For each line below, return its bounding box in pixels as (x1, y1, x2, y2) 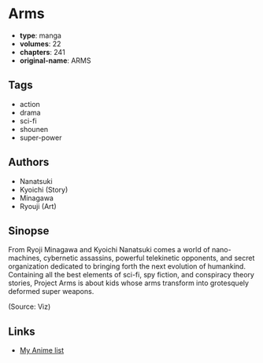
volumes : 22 (19, 38, 61, 48)
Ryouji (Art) (19, 201, 57, 211)
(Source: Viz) (8, 302, 51, 311)
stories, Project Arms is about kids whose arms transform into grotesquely (8, 278, 250, 288)
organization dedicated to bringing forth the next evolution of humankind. (8, 262, 246, 271)
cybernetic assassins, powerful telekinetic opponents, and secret (43, 253, 255, 263)
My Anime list (19, 346, 65, 355)
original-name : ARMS (19, 56, 92, 65)
